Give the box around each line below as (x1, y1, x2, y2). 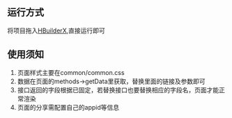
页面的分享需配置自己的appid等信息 (17, 103, 120, 111)
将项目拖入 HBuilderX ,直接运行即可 (7, 26, 106, 35)
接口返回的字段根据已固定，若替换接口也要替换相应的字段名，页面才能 (17, 85, 219, 94)
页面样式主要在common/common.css (17, 68, 125, 76)
